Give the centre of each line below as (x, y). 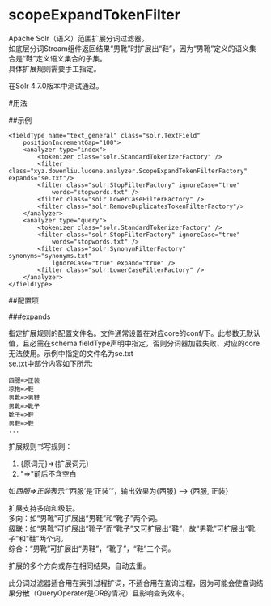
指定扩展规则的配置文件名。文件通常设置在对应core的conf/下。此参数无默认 (135, 333)
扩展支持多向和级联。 (44, 508)
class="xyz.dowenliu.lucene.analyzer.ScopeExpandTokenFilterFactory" (128, 171)
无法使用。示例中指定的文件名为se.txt (71, 353)
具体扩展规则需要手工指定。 (55, 68)
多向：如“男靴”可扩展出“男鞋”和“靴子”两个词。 (85, 518)
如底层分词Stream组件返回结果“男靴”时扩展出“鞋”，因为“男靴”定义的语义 (129, 48)
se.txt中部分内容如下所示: (51, 363)
